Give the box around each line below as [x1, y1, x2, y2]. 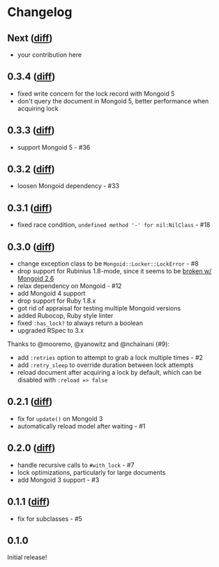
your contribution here [17, 50, 82, 59]
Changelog [7, 4, 73, 20]
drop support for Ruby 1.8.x [17, 296, 96, 305]
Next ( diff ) [7, 32, 53, 44]
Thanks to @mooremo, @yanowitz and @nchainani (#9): [7, 340, 169, 348]
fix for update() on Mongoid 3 [17, 414, 103, 423]
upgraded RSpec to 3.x [17, 326, 84, 335]
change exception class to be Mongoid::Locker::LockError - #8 [17, 259, 199, 268]
